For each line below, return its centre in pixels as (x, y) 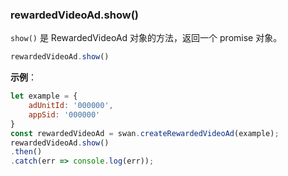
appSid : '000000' (64, 114)
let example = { (44, 96)
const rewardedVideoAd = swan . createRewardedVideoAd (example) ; (145, 133)
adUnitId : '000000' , (71, 106)
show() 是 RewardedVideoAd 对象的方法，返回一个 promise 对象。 (146, 38)
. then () (26, 152)
